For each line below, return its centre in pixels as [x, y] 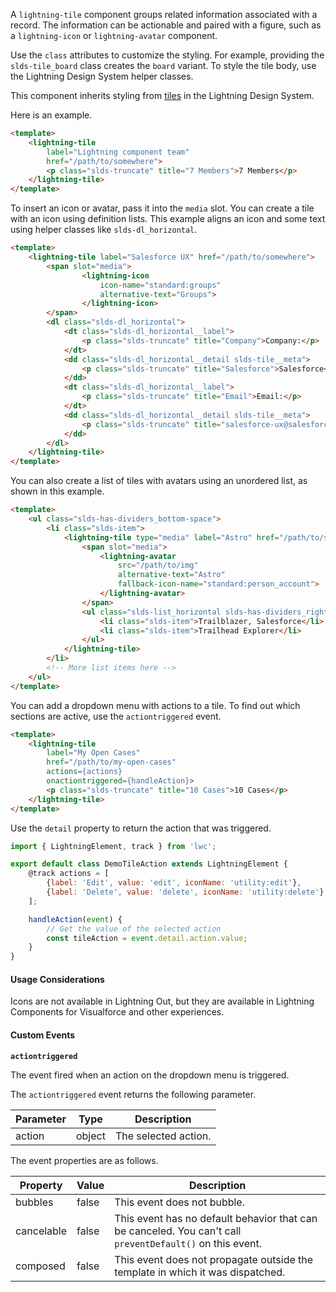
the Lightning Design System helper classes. [102, 76]
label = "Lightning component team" [118, 152]
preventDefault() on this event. [188, 1243]
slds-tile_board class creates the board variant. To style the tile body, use [163, 65]
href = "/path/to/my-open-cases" [111, 762]
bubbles [34, 1202]
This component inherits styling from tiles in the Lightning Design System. [162, 95]
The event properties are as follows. [84, 1160]
